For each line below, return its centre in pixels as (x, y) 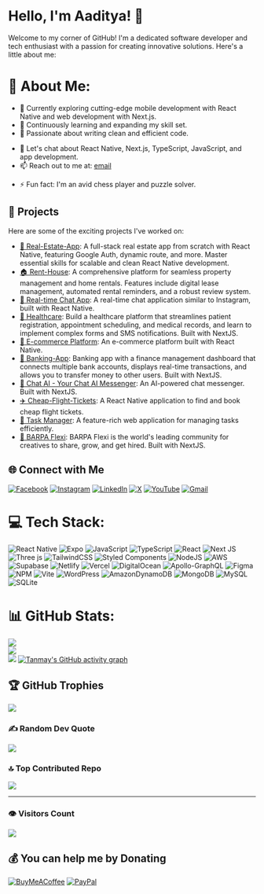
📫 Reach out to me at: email (65, 165)
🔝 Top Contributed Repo (55, 768)
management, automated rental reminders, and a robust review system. (135, 291)
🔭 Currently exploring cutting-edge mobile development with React (128, 108)
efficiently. (37, 429)
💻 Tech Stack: (57, 522)
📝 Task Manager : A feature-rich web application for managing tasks (129, 420)
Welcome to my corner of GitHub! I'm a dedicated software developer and (128, 38)
